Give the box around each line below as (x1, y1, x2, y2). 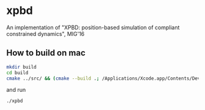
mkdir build (6, 64, 37, 70)
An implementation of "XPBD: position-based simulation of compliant (6, 24, 180, 31)
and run (6, 86, 26, 94)
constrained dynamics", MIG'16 (6, 30, 85, 37)
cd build (6, 69, 29, 76)
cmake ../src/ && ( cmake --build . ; (6, 75, 99, 81)
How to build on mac (6, 48, 85, 58)
